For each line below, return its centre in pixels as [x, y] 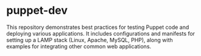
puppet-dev [37, 11]
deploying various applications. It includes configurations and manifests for [101, 33]
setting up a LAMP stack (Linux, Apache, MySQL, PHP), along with [90, 40]
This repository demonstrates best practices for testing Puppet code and [98, 27]
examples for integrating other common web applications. [79, 46]
